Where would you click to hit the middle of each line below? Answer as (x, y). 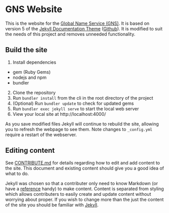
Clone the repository (34, 93)
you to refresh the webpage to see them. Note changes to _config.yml (79, 129)
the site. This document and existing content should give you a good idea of (84, 168)
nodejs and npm (29, 77)
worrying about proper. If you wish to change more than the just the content (84, 199)
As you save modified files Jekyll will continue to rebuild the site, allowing (82, 124)
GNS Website (34, 9)
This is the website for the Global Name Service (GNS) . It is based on (77, 23)
